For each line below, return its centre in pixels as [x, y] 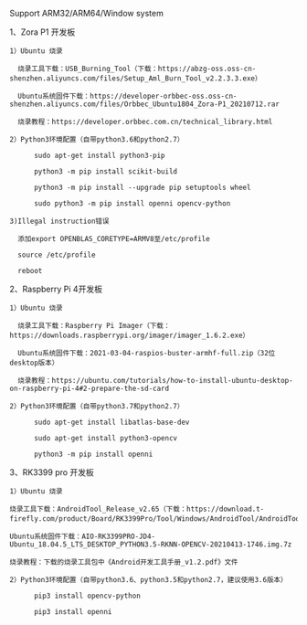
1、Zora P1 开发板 [42, 32]
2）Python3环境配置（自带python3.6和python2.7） [97, 140]
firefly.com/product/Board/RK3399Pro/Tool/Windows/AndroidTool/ [134, 519]
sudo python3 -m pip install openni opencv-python [132, 204]
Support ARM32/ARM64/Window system [87, 13]
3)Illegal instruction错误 [59, 221]
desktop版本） [34, 363]
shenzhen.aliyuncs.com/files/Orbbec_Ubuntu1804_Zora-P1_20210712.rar [145, 104]
